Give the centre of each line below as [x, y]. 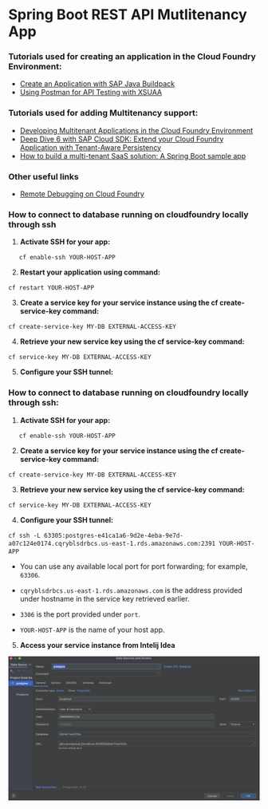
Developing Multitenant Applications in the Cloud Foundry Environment [136, 130]
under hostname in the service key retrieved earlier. [104, 598]
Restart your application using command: [90, 272]
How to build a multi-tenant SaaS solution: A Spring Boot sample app [133, 156]
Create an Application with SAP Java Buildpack [97, 84]
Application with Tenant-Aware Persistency [91, 147]
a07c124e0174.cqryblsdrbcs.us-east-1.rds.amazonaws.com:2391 [112, 543]
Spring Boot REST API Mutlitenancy [128, 15]
